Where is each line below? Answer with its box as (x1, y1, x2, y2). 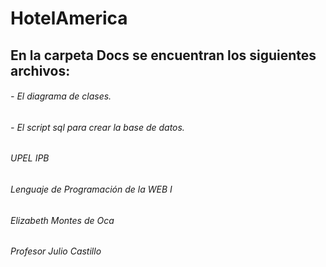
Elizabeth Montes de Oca (10, 214, 115, 226)
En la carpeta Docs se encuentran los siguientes (10, 47, 317, 64)
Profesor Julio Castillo (10, 245, 102, 257)
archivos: (10, 62, 71, 79)
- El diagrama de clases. (10, 90, 112, 102)
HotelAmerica (10, 7, 128, 30)
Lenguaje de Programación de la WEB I (10, 183, 173, 195)
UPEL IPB (10, 152, 50, 164)
